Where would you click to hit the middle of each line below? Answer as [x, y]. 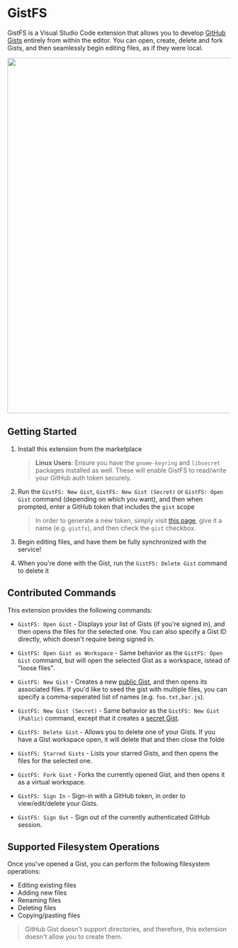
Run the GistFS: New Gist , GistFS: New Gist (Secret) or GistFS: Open [120, 491]
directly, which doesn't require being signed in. [86, 639]
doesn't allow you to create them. [73, 937]
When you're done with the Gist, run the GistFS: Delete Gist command [122, 563]
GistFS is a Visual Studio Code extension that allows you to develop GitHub [117, 33]
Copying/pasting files [49, 915]
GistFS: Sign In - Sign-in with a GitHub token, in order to [102, 796]
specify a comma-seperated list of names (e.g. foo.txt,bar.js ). [111, 696]
